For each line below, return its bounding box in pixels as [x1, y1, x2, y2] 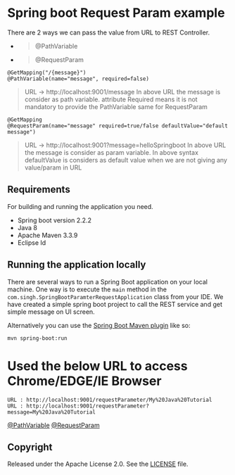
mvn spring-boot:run [7, 334, 68, 342]
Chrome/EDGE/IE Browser [7, 373, 162, 388]
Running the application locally [7, 259, 146, 271]
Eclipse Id [17, 238, 46, 247]
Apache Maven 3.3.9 [17, 231, 78, 239]
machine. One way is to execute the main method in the [7, 285, 167, 293]
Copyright [7, 441, 53, 453]
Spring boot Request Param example [7, 5, 225, 21]
